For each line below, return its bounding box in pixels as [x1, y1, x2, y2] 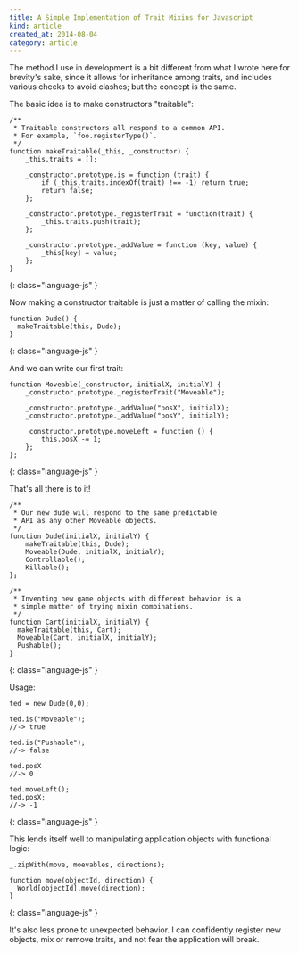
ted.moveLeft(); [9, 785, 70, 794]
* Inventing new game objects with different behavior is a [12, 594, 242, 603]
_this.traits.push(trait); [41, 218, 142, 227]
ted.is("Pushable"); [9, 738, 87, 748]
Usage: [9, 682, 36, 692]
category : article [9, 37, 78, 47]
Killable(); [25, 563, 70, 572]
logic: [9, 843, 29, 854]
